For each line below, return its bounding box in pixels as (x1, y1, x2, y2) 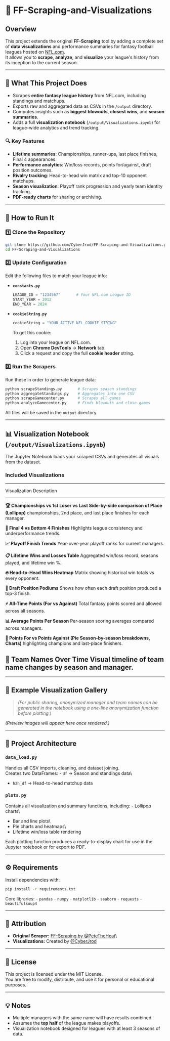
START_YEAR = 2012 (12, 297, 52, 302)
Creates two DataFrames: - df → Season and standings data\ (5, 770, 133, 776)
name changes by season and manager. (5, 663, 134, 672)
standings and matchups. (12, 98, 66, 104)
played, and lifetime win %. (5, 560, 62, 566)
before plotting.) (17, 710, 52, 716)
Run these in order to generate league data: (5, 376, 96, 382)
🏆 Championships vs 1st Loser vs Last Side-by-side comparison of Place (5, 503, 162, 509)
